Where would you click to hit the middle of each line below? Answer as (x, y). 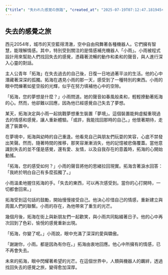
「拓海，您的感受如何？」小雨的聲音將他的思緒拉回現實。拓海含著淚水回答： (84, 166)
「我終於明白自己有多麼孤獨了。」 (39, 172)
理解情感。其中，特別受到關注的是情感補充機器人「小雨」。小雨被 (85, 50)
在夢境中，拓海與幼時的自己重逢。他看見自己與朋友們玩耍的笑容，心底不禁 (82, 137)
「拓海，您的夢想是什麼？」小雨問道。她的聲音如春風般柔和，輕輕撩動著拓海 (84, 97)
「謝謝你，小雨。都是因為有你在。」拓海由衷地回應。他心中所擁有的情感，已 (83, 244)
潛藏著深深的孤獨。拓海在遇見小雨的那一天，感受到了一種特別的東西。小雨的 (84, 80)
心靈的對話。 (22, 63)
